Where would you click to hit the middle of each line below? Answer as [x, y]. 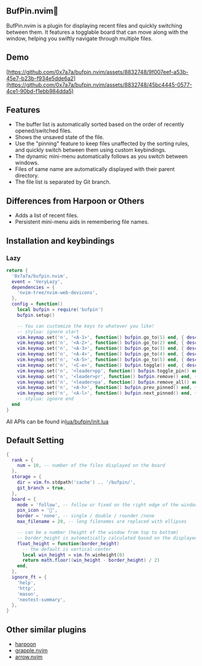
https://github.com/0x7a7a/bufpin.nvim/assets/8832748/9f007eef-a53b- [98, 72]
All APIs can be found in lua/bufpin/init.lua [57, 422]
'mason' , [28, 594]
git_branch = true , [41, 488]
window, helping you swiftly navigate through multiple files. [80, 38]
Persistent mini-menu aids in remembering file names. [82, 222]
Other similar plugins [46, 630]
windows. [27, 163]
